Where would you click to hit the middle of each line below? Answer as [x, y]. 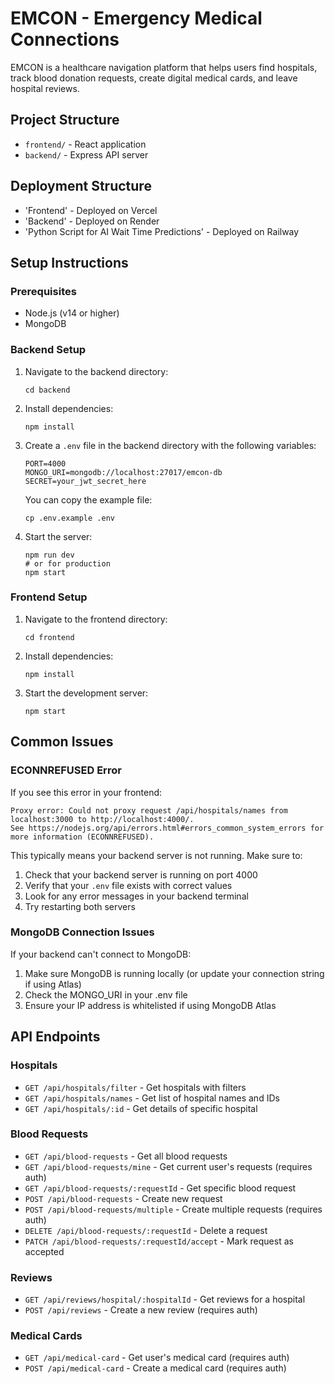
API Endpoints [55, 1037]
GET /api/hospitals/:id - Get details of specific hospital [141, 1108]
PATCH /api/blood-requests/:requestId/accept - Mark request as [159, 1241]
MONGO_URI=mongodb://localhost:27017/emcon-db [123, 472]
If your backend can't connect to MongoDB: [101, 954]
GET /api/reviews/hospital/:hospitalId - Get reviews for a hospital [165, 1299]
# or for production [67, 563]
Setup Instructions [69, 262]
